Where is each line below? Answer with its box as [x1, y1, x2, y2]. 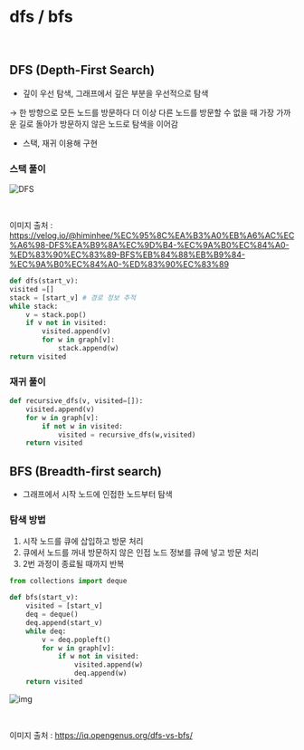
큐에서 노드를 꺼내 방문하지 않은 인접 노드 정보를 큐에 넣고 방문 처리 [22, 547, 260, 558]
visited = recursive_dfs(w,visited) [57, 430, 196, 439]
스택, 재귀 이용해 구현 [22, 138, 98, 149]
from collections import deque [9, 577, 128, 586]
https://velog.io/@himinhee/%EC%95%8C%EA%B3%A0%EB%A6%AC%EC [9, 230, 295, 241]
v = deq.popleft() [42, 635, 111, 644]
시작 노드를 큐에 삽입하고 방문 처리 [22, 536, 144, 547]
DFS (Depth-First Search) [9, 62, 156, 78]
